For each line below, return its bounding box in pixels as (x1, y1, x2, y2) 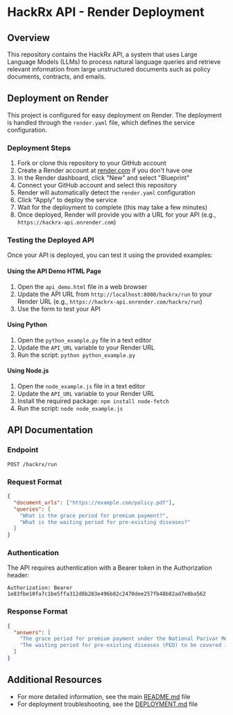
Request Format (7, 477, 62, 486)
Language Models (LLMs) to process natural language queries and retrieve (7, 58, 221, 66)
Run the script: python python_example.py (17, 350, 136, 359)
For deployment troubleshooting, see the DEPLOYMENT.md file (17, 700, 198, 708)
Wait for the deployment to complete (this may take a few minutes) (17, 203, 208, 212)
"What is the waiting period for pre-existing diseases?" (19, 518, 191, 525)
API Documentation (7, 425, 94, 436)
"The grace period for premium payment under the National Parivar (19, 635, 218, 643)
